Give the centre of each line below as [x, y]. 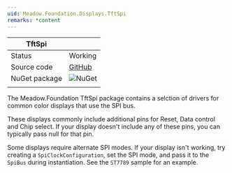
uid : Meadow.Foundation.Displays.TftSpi [67, 14]
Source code [32, 67]
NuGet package [37, 78]
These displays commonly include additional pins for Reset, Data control [111, 119]
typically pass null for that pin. [51, 134]
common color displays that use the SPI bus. [71, 105]
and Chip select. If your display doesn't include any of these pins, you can [114, 126]
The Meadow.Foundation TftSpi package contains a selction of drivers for [113, 98]
